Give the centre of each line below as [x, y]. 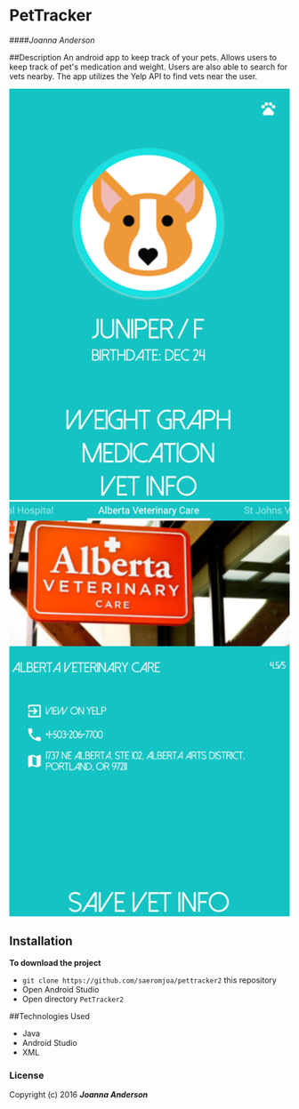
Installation [41, 941]
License [27, 1075]
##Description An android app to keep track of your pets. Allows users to [143, 57]
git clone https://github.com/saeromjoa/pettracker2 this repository [149, 980]
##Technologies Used [50, 1016]
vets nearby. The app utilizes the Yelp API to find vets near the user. [133, 76]
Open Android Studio [61, 989]
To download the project [55, 962]
